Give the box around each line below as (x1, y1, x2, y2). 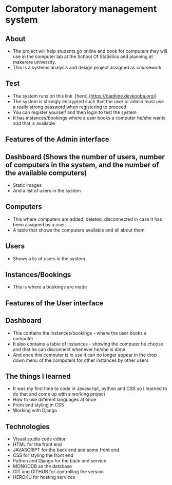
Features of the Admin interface (5, 135, 109, 144)
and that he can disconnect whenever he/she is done (12, 346, 126, 352)
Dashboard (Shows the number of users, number (5, 152, 165, 161)
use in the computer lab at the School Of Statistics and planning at (12, 53, 153, 60)
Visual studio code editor (12, 436, 66, 442)
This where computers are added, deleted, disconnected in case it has (12, 216, 162, 222)
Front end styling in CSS (12, 402, 64, 408)
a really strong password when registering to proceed (12, 104, 127, 110)
